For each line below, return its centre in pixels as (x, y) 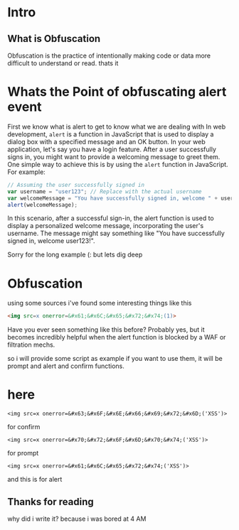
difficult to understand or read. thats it (63, 63)
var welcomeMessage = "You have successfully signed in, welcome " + (113, 198)
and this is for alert (35, 480)
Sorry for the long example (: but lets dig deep (75, 255)
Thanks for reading (51, 502)
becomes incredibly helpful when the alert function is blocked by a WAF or (117, 337)
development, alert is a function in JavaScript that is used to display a (111, 134)
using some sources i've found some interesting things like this (100, 303)
